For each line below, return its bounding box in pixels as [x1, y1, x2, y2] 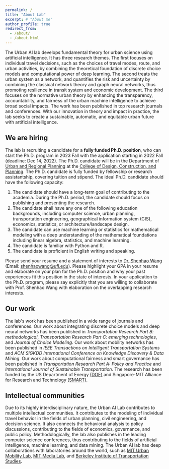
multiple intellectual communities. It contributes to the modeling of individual [5, 410, 163, 416]
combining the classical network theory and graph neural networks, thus [5, 81, 156, 87]
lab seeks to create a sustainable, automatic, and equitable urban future [5, 113, 154, 120]
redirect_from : [5, 26, 37, 31]
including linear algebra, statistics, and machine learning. [12, 237, 131, 243]
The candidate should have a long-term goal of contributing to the [12, 189, 150, 195]
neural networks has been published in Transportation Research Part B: [5, 328, 154, 334]
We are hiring [5, 134, 48, 142]
